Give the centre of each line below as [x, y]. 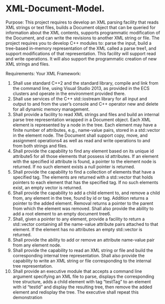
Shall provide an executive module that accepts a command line [77, 271]
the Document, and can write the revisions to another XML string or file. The [82, 38]
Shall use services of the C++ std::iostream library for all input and [80, 98]
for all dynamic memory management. [51, 109]
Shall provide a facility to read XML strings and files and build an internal [86, 114]
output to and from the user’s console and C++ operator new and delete [85, 104]
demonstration [27, 297]
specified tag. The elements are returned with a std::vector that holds [83, 177]
